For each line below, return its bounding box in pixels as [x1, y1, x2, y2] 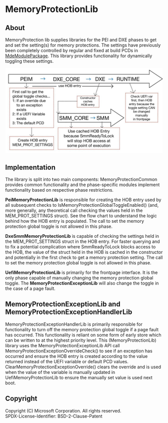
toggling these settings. [5, 58, 54, 64]
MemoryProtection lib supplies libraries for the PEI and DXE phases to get [5, 37, 156, 43]
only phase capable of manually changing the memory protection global [5, 275, 153, 280]
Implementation [5, 163, 56, 172]
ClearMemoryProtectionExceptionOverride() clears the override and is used [5, 364, 161, 370]
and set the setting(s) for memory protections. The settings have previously [5, 42, 161, 48]
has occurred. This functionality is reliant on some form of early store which [5, 332, 161, 338]
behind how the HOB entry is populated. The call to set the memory [5, 218, 144, 224]
